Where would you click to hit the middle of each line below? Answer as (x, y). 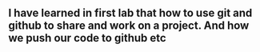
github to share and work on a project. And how (129, 26)
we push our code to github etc (87, 38)
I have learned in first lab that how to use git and (130, 13)
